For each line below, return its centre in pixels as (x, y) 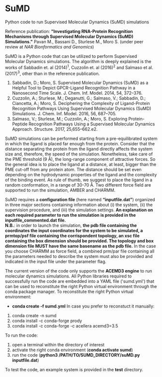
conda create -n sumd (34, 316)
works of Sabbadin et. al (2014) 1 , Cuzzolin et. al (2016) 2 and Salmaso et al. (79, 67)
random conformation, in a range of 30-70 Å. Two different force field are (78, 185)
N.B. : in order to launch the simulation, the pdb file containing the (71, 225)
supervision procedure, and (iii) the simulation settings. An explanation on (79, 210)
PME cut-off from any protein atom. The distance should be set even (73, 170)
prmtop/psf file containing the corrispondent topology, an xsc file (72, 236)
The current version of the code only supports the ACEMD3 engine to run (79, 271)
